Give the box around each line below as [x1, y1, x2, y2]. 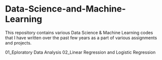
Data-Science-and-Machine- [5, 3, 126, 15]
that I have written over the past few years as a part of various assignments [5, 35, 158, 41]
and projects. [5, 40, 32, 45]
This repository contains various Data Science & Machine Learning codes [5, 30, 153, 35]
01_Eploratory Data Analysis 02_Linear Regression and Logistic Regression [5, 49, 156, 55]
